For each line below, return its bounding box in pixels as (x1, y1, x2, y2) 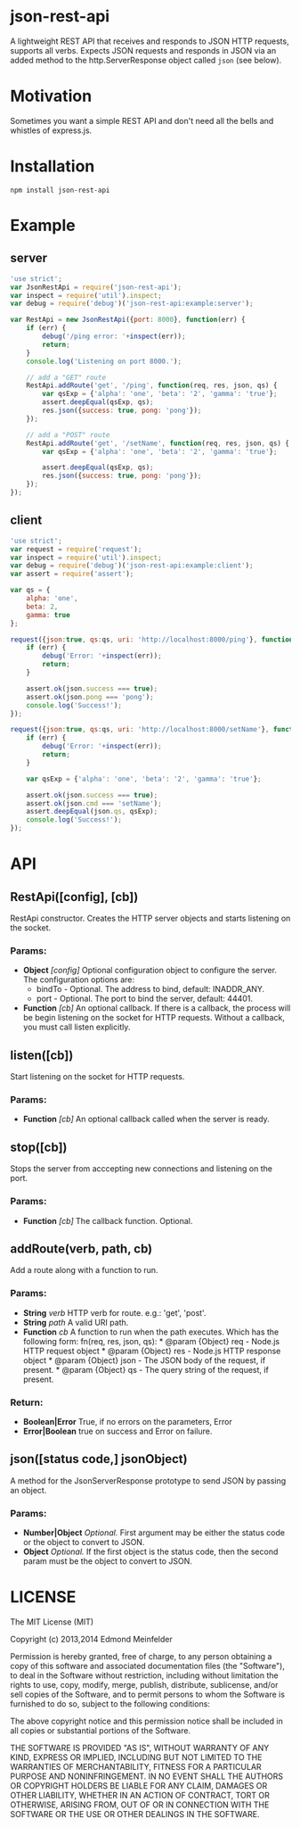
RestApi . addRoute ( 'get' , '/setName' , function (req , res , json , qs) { (26, 439, 290, 448)
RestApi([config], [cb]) (10, 889, 139, 905)
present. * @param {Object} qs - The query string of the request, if (22, 1364, 270, 1375)
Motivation (10, 87, 93, 106)
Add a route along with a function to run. (10, 1265, 158, 1276)
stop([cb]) (10, 1139, 68, 1154)
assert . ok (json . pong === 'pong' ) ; (26, 692, 154, 701)
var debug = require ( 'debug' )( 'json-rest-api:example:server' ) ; (10, 299, 254, 309)
